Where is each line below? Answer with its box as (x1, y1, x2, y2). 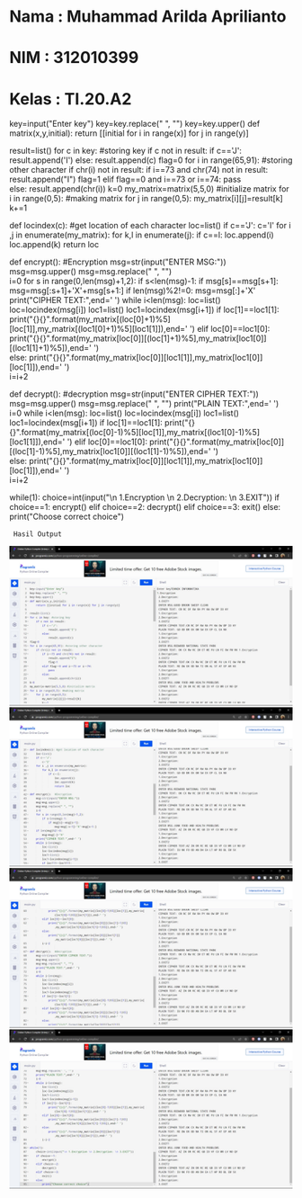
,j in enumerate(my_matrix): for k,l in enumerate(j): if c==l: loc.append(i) (9, 229, 274, 240)
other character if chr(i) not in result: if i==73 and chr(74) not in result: (9, 165, 269, 175)
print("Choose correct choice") (9, 511, 124, 523)
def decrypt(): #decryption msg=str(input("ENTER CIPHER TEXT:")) (9, 389, 259, 399)
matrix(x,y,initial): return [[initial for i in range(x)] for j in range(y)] (9, 128, 249, 139)
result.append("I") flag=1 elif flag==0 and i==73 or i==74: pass (9, 174, 242, 185)
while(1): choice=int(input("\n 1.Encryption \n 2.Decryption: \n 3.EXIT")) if (9, 492, 280, 503)
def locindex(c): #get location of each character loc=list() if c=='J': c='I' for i (9, 220, 291, 231)
